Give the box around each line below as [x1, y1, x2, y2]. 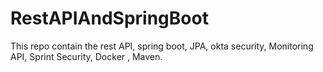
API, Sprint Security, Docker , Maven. [10, 50, 163, 62]
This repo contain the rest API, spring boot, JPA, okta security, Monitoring [10, 40, 314, 52]
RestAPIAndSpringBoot [10, 7, 209, 30]
